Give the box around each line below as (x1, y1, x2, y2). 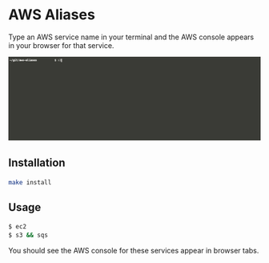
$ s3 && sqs (8, 231, 48, 240)
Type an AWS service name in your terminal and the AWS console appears (8, 32, 255, 42)
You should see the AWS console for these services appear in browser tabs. (8, 246, 259, 256)
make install (8, 178, 52, 186)
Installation (8, 156, 66, 170)
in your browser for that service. (8, 40, 114, 50)
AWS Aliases (8, 6, 96, 24)
